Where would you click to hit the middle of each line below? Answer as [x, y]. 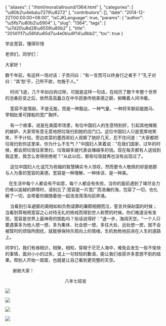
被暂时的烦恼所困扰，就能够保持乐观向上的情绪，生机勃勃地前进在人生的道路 [83, 231]
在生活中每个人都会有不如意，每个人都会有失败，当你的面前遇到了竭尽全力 [84, 183]
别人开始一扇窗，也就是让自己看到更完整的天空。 [68, 260]
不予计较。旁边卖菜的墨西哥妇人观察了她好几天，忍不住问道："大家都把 [86, 138]
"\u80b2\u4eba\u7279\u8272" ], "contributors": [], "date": [64, 12]
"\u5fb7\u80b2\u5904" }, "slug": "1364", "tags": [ [56, 23]
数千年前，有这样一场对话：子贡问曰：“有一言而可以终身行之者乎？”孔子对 [81, 75]
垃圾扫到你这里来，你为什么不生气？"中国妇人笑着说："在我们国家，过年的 [81, 144]
